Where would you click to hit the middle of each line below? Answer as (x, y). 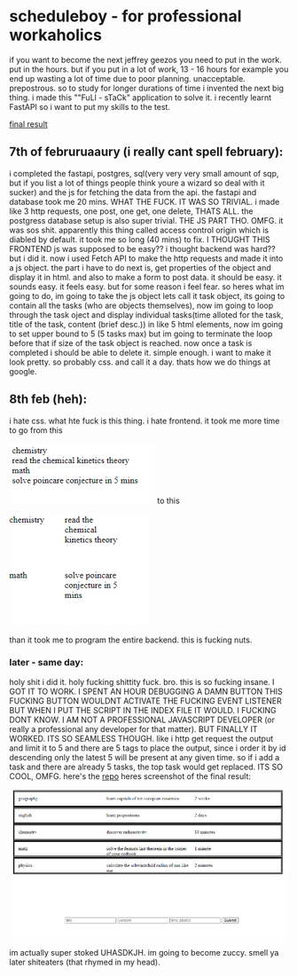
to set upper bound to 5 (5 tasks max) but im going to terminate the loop (141, 334)
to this (168, 500)
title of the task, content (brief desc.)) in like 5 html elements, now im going (146, 324)
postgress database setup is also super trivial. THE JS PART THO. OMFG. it (146, 220)
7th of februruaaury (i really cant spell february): (146, 152)
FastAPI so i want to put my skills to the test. (90, 106)
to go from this (36, 430)
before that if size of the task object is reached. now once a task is (131, 342)
